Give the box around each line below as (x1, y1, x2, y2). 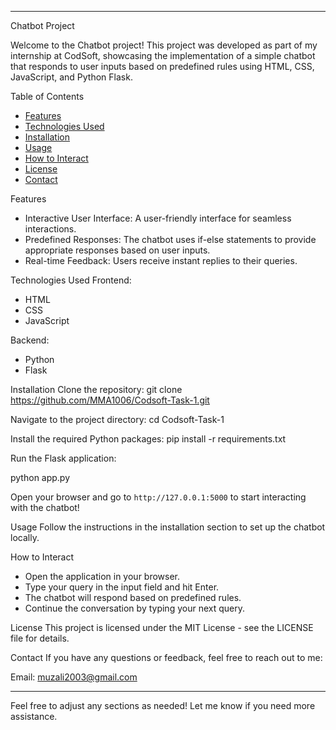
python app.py (10, 472, 71, 483)
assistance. (10, 711, 58, 722)
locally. (10, 532, 40, 543)
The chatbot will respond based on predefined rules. (24, 592, 242, 603)
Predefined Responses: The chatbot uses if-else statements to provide (24, 234, 317, 245)
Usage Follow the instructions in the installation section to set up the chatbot (10, 521, 326, 533)
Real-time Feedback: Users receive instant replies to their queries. (24, 255, 298, 266)
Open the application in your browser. (24, 571, 181, 582)
